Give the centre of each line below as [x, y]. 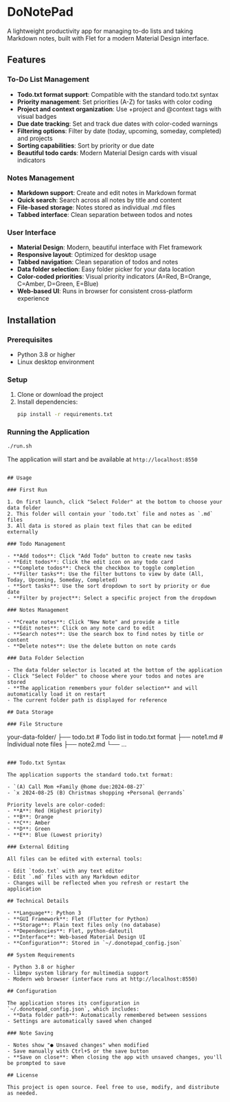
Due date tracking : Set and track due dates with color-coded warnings [117, 124]
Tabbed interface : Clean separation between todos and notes [105, 214]
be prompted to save [37, 1064]
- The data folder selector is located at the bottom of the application [115, 670]
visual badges [37, 116]
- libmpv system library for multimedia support [78, 973]
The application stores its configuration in [73, 1003]
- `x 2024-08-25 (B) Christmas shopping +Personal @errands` [96, 793]
